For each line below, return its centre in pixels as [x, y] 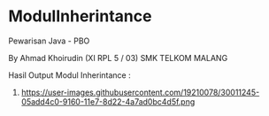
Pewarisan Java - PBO [49, 41]
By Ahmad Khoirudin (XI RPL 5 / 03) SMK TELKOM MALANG [118, 58]
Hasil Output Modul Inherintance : [69, 75]
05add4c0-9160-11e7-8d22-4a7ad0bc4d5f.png [108, 101]
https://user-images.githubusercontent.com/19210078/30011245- [140, 92]
